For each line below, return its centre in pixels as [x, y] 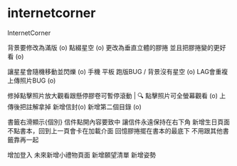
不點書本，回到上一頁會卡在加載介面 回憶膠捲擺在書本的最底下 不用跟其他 [115, 130]
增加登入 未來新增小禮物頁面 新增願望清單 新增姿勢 [82, 155]
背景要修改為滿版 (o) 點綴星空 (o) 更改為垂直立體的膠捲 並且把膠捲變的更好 [117, 47]
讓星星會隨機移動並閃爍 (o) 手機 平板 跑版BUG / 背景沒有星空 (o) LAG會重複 [118, 71]
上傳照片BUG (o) [32, 81]
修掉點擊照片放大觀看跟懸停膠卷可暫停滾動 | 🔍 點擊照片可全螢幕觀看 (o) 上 [117, 95]
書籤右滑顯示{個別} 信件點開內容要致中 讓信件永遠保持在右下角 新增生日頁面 [118, 122]
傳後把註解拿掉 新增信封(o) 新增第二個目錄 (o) [75, 107]
